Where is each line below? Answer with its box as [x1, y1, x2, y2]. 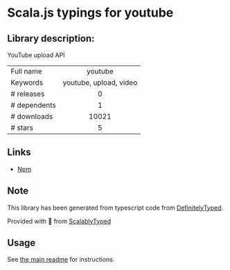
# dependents [10, 101, 57, 110]
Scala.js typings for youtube [7, 5, 174, 21]
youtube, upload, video [62, 78, 138, 87]
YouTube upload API [7, 51, 65, 59]
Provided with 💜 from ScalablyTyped [7, 217, 112, 225]
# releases [10, 89, 45, 99]
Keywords [10, 78, 44, 87]
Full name [10, 67, 43, 76]
